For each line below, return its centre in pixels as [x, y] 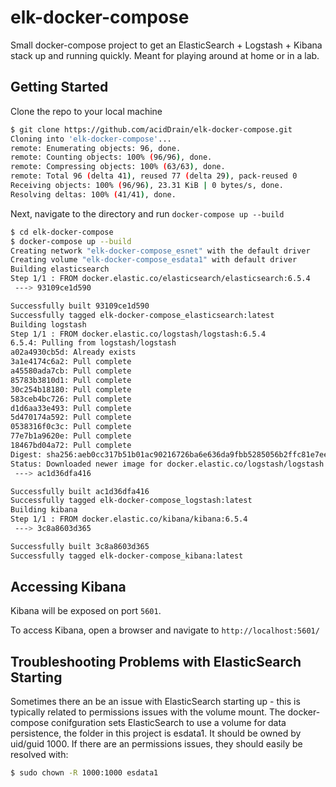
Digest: [26, 454]
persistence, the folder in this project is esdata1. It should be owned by [156, 733]
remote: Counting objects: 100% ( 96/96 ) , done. [111, 157]
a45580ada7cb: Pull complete [71, 371]
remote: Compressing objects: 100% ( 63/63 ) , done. [118, 167]
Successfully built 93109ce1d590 [80, 306]
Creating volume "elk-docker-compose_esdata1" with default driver [154, 260]
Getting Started [59, 87]
